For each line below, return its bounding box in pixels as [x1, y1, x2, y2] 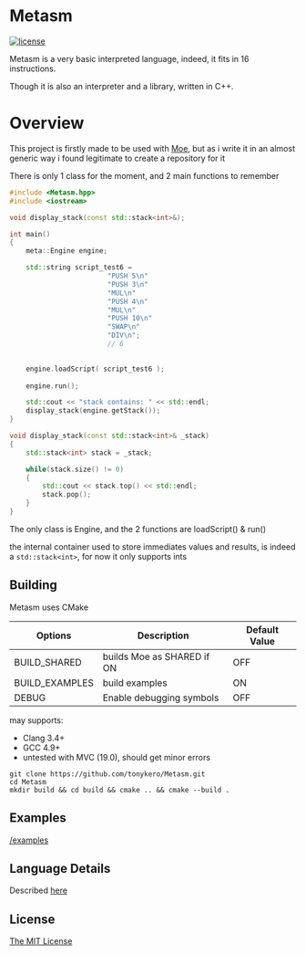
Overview [9, 113, 85, 133]
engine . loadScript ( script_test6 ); [25, 364, 166, 373]
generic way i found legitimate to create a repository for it [9, 152, 226, 163]
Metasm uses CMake [9, 602, 89, 613]
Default [245, 623, 280, 635]
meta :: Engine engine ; [25, 247, 107, 256]
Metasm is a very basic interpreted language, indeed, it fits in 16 [9, 53, 250, 64]
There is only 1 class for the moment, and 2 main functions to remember [9, 170, 280, 181]
